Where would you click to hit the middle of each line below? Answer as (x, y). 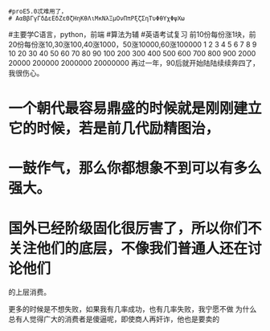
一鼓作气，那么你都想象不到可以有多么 (135, 168)
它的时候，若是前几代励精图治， (114, 129)
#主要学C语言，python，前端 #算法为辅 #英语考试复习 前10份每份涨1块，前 (132, 34)
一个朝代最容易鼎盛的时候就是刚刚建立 (135, 109)
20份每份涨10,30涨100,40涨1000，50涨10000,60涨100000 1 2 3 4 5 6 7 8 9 (133, 44)
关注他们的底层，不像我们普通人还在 (128, 248)
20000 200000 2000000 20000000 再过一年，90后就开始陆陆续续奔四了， (134, 63)
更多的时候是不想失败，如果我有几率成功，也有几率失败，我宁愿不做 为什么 (133, 309)
